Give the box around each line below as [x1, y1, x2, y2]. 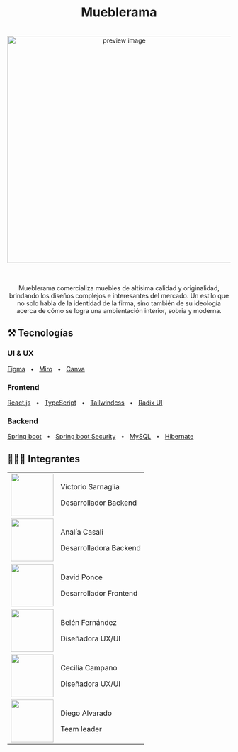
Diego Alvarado [60, 708, 112, 718]
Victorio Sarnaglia [60, 482, 120, 492]
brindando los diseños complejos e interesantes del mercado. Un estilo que [8, 291, 229, 300]
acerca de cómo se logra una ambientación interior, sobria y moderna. [16, 306, 222, 315]
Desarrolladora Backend [60, 543, 141, 553]
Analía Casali [60, 527, 104, 537]
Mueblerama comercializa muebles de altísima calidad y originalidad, [18, 283, 220, 292]
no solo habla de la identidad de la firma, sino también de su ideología [16, 299, 222, 307]
